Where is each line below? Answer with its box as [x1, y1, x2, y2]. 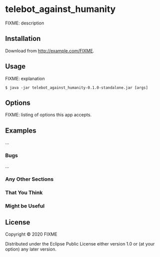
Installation [5, 34, 41, 43]
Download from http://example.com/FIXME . [5, 47, 95, 53]
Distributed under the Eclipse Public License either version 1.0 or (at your [5, 241, 155, 247]
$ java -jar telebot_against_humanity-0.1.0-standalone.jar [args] [5, 85, 149, 90]
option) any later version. [5, 246, 56, 253]
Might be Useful [5, 203, 45, 210]
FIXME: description [5, 20, 44, 26]
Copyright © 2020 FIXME [5, 231, 58, 238]
